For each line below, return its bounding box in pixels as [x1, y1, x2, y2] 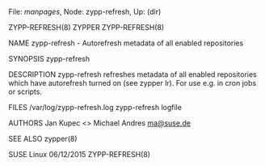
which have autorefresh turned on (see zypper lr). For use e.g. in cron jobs [8, 79, 257, 87]
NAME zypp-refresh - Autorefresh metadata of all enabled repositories [8, 38, 244, 48]
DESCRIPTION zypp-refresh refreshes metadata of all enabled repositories [8, 70, 257, 79]
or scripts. [8, 87, 43, 96]
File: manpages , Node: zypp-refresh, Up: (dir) [8, 7, 162, 16]
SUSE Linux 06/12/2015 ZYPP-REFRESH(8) [8, 150, 151, 159]
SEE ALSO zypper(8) [8, 134, 78, 143]
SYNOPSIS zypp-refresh [8, 54, 90, 63]
